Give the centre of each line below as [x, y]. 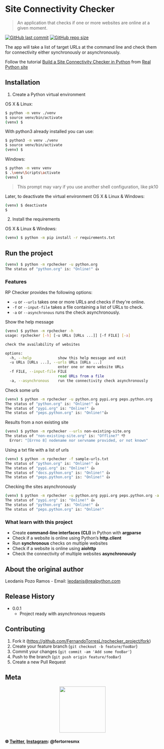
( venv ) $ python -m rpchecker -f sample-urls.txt [57, 459]
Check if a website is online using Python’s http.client [67, 538]
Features [16, 282]
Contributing [25, 629]
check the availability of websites [42, 344]
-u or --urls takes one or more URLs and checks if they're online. [79, 302]
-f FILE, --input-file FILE [38, 372]
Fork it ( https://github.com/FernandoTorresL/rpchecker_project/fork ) [82, 641]
